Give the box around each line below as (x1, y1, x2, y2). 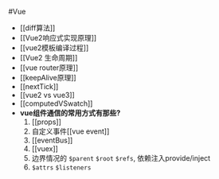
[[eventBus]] (31, 135, 73, 145)
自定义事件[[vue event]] (31, 126, 110, 136)
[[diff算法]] (19, 23, 56, 33)
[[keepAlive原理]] (19, 73, 77, 82)
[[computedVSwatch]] (19, 99, 93, 108)
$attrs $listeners (31, 164, 92, 172)
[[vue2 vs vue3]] (19, 91, 76, 99)
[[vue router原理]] (19, 63, 79, 72)
